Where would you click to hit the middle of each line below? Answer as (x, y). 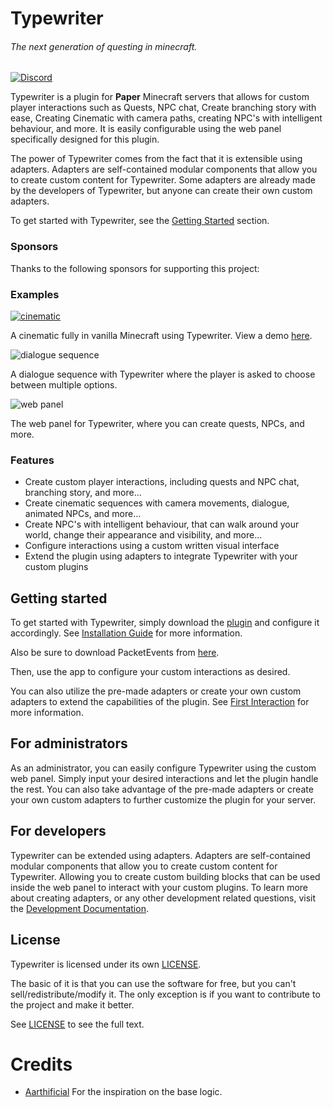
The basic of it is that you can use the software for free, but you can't (153, 983)
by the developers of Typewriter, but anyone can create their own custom (161, 191)
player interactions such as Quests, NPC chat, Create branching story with (163, 108)
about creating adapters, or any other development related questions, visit (163, 898)
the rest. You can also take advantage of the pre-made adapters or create (162, 789)
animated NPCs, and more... (83, 514)
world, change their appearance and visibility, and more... (143, 535)
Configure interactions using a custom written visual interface (152, 546)
